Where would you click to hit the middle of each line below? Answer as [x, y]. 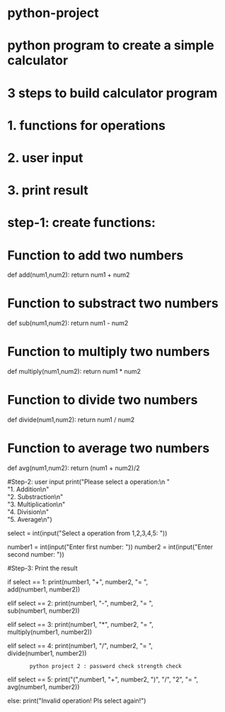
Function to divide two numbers [103, 400]
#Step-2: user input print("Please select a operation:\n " [88, 482]
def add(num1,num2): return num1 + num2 [69, 275]
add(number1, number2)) [44, 589]
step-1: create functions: [81, 223]
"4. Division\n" [28, 512]
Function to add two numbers [96, 255]
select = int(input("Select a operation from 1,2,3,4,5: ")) [87, 533]
